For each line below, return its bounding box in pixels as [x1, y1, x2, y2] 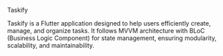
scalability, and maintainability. [7, 41, 95, 49]
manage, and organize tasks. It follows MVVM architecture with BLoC [7, 27, 206, 35]
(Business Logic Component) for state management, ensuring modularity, [7, 34, 217, 42]
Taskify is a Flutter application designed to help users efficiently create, [7, 19, 211, 27]
